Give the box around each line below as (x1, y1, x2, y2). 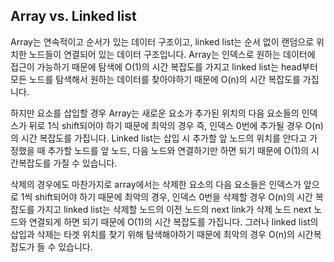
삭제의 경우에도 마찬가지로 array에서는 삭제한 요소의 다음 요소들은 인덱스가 (10, 178, 302, 190)
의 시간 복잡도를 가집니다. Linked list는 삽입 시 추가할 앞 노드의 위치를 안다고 (10, 132, 308, 144)
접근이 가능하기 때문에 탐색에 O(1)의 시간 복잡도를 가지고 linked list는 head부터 (10, 60, 318, 73)
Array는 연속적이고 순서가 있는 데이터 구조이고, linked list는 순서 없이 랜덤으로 (10, 35, 315, 48)
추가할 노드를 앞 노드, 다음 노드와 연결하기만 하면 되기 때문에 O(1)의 (47, 144, 310, 156)
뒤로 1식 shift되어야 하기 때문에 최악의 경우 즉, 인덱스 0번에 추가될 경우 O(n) (28, 119, 324, 131)
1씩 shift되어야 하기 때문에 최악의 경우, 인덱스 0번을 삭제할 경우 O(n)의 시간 (20, 190, 313, 203)
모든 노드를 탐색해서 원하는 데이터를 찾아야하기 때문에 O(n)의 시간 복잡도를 (10, 73, 301, 85)
